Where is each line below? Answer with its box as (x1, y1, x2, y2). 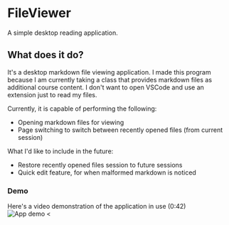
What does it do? (7, 49, 84, 61)
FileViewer (7, 5, 71, 21)
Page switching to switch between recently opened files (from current (17, 126, 223, 134)
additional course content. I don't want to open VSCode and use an (7, 83, 205, 92)
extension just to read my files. (7, 90, 97, 99)
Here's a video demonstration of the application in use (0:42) (7, 202, 186, 211)
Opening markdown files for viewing (17, 118, 124, 126)
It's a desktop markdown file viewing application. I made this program (7, 67, 211, 76)
